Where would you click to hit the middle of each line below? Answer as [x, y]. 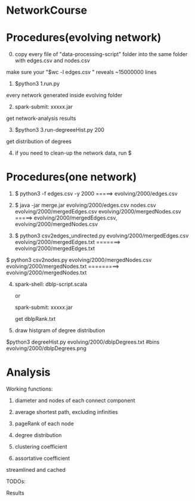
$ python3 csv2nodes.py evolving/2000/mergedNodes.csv [79, 260]
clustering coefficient [41, 447]
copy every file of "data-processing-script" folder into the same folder [101, 54]
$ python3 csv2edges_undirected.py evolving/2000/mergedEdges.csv [102, 236]
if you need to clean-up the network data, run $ [73, 153]
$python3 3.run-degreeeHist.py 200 [59, 130]
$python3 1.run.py [37, 83]
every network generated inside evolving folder [64, 95]
